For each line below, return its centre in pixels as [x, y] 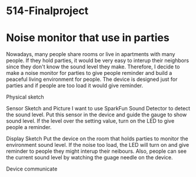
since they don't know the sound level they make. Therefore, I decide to [93, 67]
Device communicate [32, 169]
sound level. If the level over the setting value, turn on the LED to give [90, 121]
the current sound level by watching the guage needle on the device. [89, 158]
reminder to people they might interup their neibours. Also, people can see [97, 151]
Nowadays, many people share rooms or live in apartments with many [91, 54]
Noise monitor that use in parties [88, 38]
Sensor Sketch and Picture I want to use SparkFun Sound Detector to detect [98, 109]
